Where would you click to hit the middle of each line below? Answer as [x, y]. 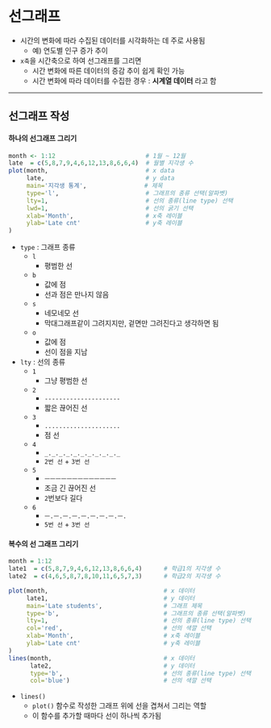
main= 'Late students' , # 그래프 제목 [115, 605]
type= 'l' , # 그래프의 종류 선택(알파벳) [127, 193]
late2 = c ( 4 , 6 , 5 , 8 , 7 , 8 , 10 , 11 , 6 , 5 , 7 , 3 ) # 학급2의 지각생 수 [115, 576]
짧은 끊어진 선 [66, 408]
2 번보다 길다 [63, 498]
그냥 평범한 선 [66, 381]
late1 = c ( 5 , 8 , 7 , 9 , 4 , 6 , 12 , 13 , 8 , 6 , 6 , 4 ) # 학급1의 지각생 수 [115, 569]
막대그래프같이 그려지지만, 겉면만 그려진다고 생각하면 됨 [131, 323]
